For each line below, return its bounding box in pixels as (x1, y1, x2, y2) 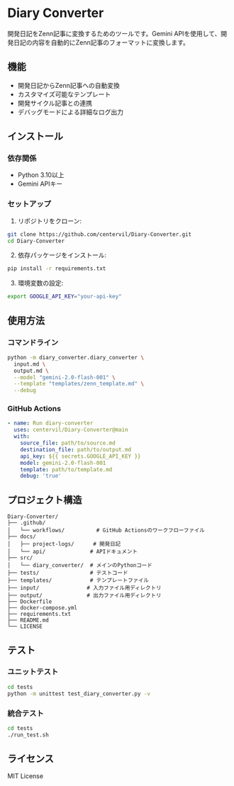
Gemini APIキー (17, 179, 63, 189)
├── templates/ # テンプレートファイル (7, 577, 149, 584)
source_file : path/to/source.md (20, 439, 116, 447)
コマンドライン (7, 337, 59, 347)
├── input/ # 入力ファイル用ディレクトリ (7, 585, 162, 592)
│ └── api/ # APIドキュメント (7, 548, 138, 556)
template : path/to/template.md (20, 466, 113, 473)
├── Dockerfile (7, 598, 52, 605)
